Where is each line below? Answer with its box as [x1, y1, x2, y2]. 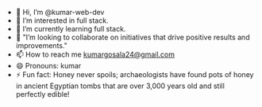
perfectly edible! [15, 90, 70, 98]
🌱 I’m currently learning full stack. [15, 24, 126, 33]
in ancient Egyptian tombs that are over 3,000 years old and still [15, 81, 225, 90]
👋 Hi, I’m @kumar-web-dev [15, 8, 105, 17]
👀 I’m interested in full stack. [15, 16, 109, 25]
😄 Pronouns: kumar [15, 61, 82, 70]
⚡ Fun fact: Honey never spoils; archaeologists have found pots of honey [15, 70, 254, 79]
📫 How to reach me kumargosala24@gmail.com [15, 50, 175, 59]
